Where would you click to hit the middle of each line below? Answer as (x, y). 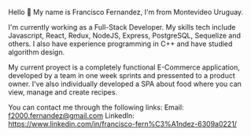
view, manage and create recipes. (63, 92)
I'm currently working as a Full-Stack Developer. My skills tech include (122, 27)
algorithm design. (37, 52)
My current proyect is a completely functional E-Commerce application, (124, 67)
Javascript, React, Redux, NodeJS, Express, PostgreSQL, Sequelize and (125, 36)
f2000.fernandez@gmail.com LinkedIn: (72, 116)
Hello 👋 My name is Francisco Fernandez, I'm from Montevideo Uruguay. (126, 12)
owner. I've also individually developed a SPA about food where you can (125, 84)
